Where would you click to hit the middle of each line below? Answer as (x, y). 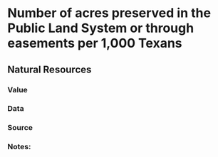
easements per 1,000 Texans (95, 43)
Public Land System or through (101, 28)
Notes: (19, 147)
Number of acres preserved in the (109, 13)
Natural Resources (50, 69)
